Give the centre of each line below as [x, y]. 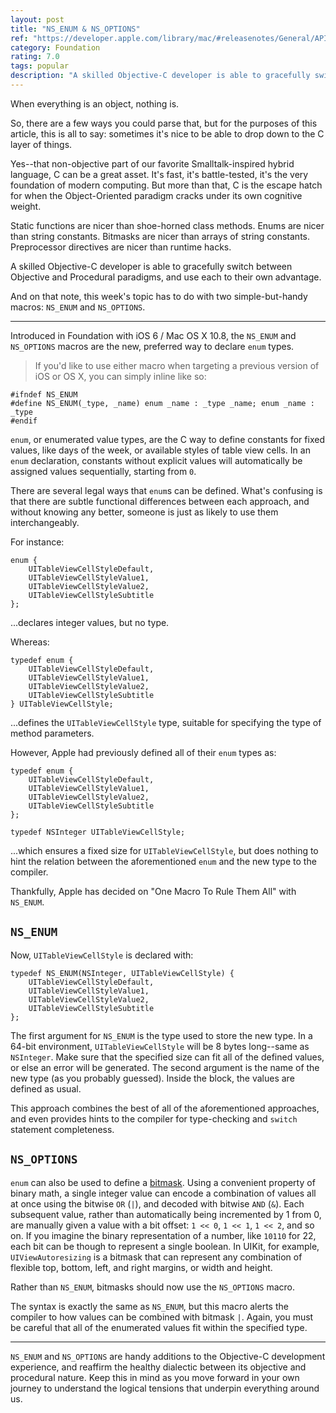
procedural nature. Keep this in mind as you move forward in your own [155, 1377]
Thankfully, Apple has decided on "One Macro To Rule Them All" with [153, 891]
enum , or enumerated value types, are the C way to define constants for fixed [167, 439]
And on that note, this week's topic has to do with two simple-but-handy [159, 296]
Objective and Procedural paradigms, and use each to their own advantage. [166, 277]
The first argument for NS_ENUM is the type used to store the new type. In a [161, 1035]
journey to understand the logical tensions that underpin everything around [165, 1388]
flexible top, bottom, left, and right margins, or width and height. [141, 1267]
